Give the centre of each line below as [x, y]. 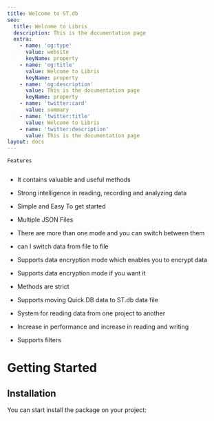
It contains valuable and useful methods [74, 179]
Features [20, 161]
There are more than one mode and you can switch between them [111, 233]
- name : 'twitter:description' [64, 129]
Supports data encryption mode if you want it [81, 273]
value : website [47, 52]
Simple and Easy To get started [61, 206]
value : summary [47, 110]
